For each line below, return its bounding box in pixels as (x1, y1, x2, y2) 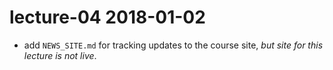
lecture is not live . (23, 49, 97, 61)
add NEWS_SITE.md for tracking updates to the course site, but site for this (23, 39, 324, 51)
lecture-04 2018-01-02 (9, 6, 206, 29)
